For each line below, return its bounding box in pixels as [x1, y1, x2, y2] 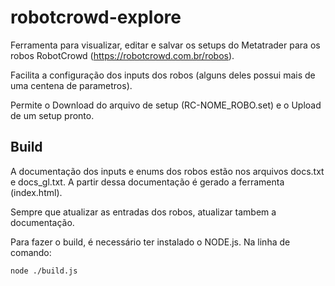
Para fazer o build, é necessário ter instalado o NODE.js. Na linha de [10, 236, 291, 248]
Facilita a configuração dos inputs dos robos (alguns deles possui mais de [10, 69, 316, 81]
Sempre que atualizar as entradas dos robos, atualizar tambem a [10, 206, 277, 218]
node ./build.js [10, 266, 78, 276]
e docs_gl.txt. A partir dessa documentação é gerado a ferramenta [10, 176, 285, 188]
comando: [10, 246, 52, 258]
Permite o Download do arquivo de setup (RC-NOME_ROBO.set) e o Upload [10, 99, 322, 111]
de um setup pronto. [10, 109, 95, 121]
